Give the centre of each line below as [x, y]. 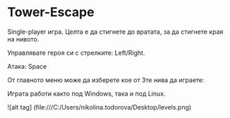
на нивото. [23, 39]
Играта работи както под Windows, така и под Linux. [86, 93]
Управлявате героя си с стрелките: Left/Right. [76, 53]
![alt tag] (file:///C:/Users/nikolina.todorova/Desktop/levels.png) [99, 107]
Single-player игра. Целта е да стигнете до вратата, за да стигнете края [115, 32]
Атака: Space [27, 66]
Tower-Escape [51, 12]
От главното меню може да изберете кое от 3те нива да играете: [106, 80]
